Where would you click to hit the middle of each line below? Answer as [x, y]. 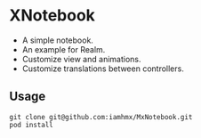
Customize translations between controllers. [103, 69]
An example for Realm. [64, 49]
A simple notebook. [57, 40]
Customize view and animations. [81, 59]
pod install [31, 125]
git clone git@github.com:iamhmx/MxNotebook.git [101, 117]
